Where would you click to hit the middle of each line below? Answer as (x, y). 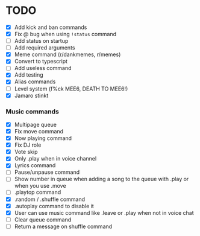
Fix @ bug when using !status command (65, 34)
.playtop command (38, 192)
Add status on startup (41, 41)
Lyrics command (35, 165)
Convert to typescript (41, 62)
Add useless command (43, 68)
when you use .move (40, 186)
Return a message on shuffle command (63, 226)
